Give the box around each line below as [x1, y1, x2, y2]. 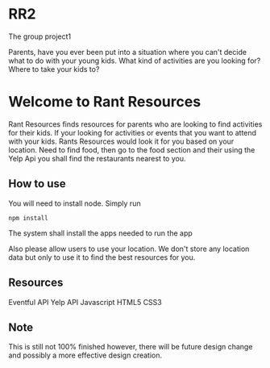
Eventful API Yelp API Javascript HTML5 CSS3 [8, 297, 163, 307]
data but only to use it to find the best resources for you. [8, 252, 196, 262]
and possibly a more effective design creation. [8, 350, 163, 360]
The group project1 [8, 31, 72, 41]
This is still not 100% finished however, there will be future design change [8, 342, 253, 352]
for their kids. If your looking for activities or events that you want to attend [8, 128, 256, 137]
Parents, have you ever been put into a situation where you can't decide [8, 47, 247, 56]
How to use [8, 177, 66, 190]
